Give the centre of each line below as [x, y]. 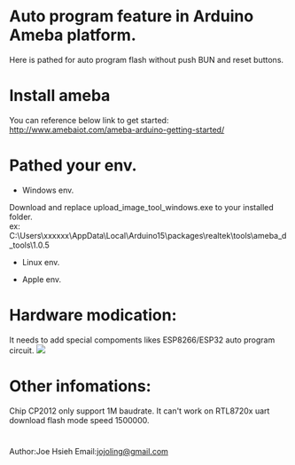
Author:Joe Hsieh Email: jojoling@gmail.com [89, 451]
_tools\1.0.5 [30, 245]
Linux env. [41, 262]
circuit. [22, 350]
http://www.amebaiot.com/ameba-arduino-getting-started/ [117, 130]
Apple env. [42, 279]
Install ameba [60, 96]
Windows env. [48, 190]
